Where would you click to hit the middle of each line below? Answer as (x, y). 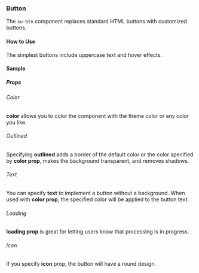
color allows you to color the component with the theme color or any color (98, 116)
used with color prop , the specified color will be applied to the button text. (98, 199)
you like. (16, 122)
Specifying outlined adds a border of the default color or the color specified (100, 154)
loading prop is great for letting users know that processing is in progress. (98, 232)
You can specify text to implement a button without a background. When (96, 193)
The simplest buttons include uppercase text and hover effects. (84, 54)
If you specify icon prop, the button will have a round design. (81, 264)
